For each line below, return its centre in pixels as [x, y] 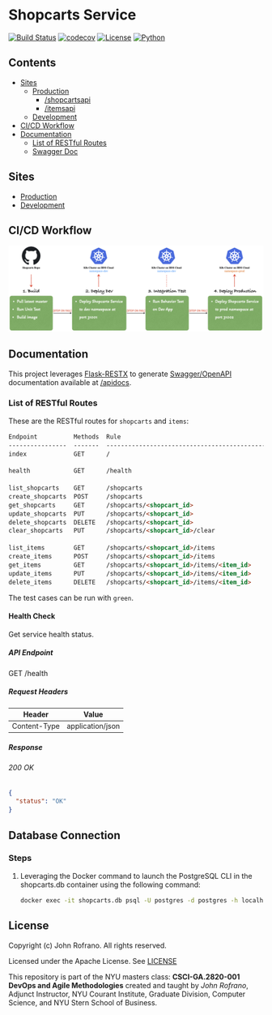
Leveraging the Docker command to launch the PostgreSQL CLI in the [136, 876]
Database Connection [64, 835]
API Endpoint [31, 653]
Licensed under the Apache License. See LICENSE [93, 961]
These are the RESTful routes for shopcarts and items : [98, 421]
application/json [93, 726]
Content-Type [36, 726]
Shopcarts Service [72, 15]
